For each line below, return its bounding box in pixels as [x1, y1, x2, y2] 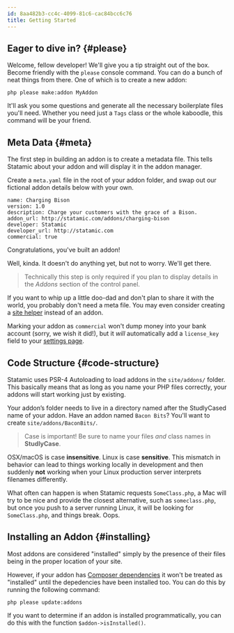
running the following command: [7, 585, 100, 593]
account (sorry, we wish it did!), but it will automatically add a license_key [7, 329, 219, 338]
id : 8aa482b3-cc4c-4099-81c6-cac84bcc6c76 [7, 10, 132, 17]
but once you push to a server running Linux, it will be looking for [7, 503, 194, 512]
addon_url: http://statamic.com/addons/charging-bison [7, 215, 170, 222]
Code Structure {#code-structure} [7, 357, 160, 369]
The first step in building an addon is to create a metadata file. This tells [7, 155, 213, 164]
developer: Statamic [7, 221, 68, 229]
